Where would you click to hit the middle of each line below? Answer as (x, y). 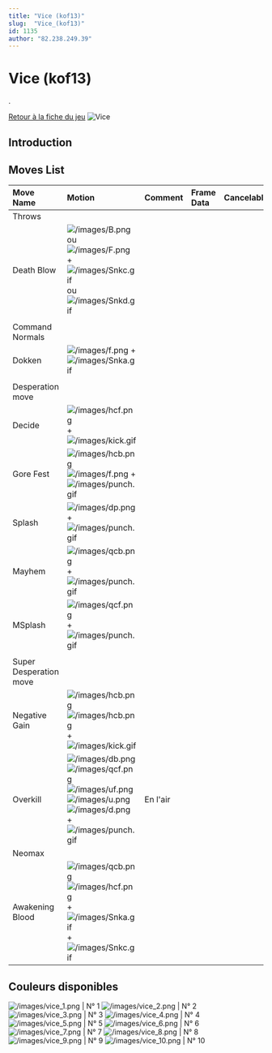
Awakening (34, 907)
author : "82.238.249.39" (50, 39)
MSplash (29, 625)
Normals (29, 337)
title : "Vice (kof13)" (47, 16)
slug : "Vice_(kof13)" (47, 24)
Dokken (27, 360)
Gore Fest (31, 474)
